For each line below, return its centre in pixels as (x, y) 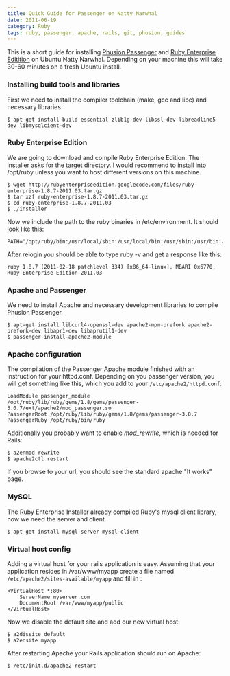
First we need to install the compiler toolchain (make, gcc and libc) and (107, 100)
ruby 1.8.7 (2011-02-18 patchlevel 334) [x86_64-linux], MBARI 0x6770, (111, 267)
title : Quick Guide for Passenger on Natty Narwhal (82, 13)
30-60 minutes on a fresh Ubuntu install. (64, 67)
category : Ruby (29, 26)
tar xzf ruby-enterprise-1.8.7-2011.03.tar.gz (81, 196)
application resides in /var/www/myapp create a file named (91, 572)
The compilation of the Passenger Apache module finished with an (101, 369)
